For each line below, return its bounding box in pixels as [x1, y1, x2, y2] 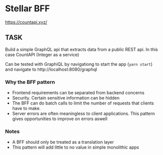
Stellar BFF [5, 3, 50, 14]
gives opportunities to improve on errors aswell [12, 116, 108, 122]
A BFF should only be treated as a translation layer [12, 139, 114, 145]
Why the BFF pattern [5, 78, 55, 85]
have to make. [12, 105, 41, 111]
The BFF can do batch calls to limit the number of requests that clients [12, 100, 154, 106]
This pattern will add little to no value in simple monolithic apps [12, 144, 140, 150]
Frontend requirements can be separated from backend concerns [12, 90, 144, 96]
